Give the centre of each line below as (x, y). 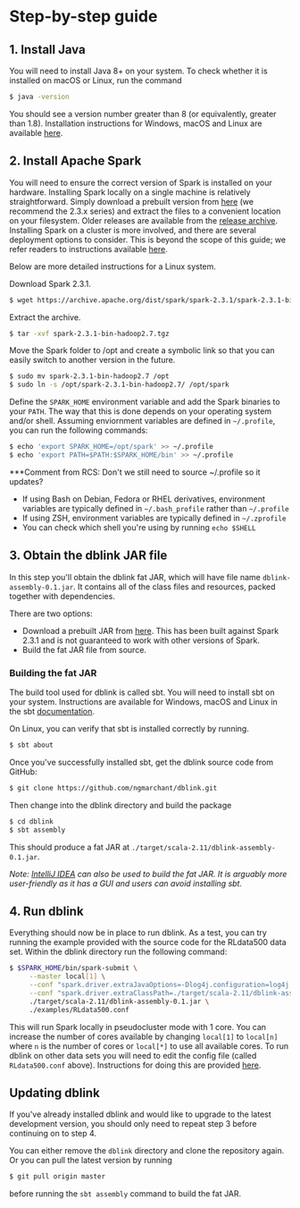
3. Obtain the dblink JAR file (88, 556)
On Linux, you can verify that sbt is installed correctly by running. (129, 729)
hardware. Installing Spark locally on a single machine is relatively (130, 192)
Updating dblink (54, 1093)
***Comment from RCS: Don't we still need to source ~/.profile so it (135, 472)
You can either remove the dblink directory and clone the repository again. (147, 1151)
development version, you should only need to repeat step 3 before (133, 1124)
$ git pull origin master (57, 1177)
